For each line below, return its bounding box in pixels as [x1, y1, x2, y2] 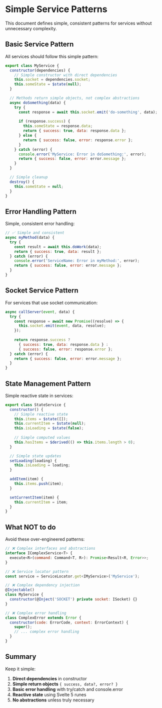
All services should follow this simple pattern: [5, 53, 99, 59]
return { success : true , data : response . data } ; [23, 128, 126, 134]
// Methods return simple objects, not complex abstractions [9, 95, 140, 100]
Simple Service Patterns [5, 4, 107, 15]
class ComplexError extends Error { [5, 615, 81, 620]
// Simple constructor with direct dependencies [14, 72, 117, 77]
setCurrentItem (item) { [9, 495, 59, 500]
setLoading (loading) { [9, 458, 57, 463]
